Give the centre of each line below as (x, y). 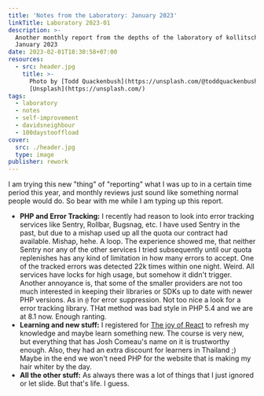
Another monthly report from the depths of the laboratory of (119, 37)
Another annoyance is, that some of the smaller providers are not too (131, 283)
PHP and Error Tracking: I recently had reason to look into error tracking (137, 217)
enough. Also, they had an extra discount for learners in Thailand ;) (128, 350)
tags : (17, 96)
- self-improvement (47, 118)
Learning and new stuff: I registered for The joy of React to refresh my (134, 325)
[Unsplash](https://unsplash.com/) (87, 89)
